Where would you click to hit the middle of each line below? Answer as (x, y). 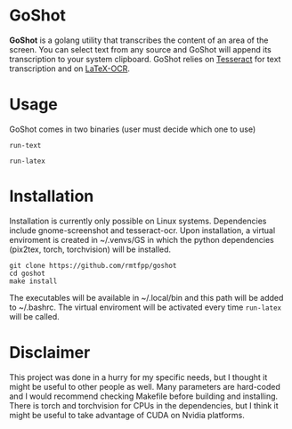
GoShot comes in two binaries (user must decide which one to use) (133, 129)
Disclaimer (50, 352)
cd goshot (28, 273)
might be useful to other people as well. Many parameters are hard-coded (145, 386)
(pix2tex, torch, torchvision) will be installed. (90, 249)
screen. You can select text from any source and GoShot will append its (140, 49)
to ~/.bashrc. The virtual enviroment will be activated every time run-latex (146, 307)
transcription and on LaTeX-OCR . (70, 69)
